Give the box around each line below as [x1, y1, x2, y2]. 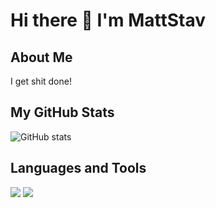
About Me [10, 49, 73, 66]
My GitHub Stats [10, 104, 115, 121]
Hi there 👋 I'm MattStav [10, 9, 206, 32]
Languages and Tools [10, 160, 147, 177]
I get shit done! [10, 75, 72, 87]
